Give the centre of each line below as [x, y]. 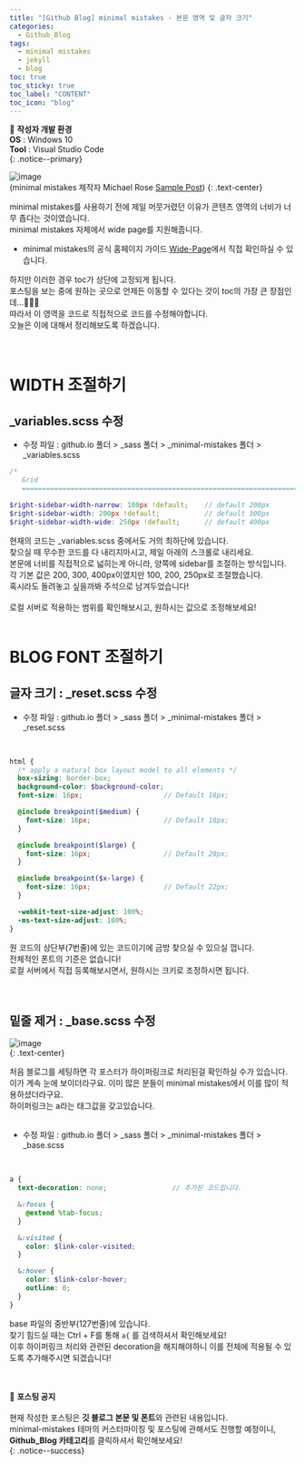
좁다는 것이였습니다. [54, 219]
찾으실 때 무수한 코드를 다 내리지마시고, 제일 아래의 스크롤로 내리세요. [132, 552]
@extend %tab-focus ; [64, 1213]
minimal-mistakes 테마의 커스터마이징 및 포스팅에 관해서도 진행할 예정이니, [143, 1428]
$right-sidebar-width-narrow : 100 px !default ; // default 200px [140, 505]
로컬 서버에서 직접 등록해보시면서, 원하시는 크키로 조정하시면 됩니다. [129, 970]
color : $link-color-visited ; [81, 1246]
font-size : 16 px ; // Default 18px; [128, 820]
